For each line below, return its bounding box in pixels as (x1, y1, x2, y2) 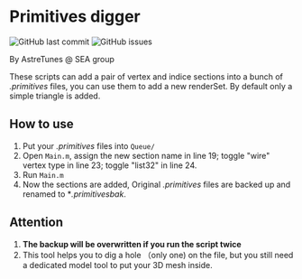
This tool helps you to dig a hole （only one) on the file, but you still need (22, 249, 294, 260)
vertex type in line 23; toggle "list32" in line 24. (22, 160, 197, 171)
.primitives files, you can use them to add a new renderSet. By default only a (9, 80, 293, 91)
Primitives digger (9, 6, 142, 27)
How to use (9, 116, 74, 132)
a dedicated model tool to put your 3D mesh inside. (22, 259, 214, 270)
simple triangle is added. (9, 90, 101, 101)
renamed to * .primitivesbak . (22, 188, 126, 200)
